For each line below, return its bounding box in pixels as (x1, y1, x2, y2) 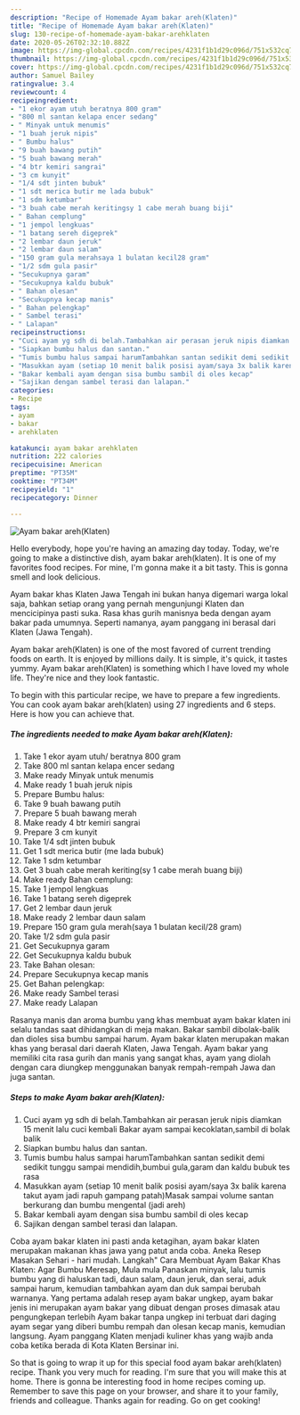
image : (10, 46, 35, 55)
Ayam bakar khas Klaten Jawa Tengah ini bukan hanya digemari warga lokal (10, 588, 288, 599)
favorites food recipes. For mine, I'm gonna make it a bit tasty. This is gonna (10, 562, 288, 572)
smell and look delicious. (10, 572, 101, 582)
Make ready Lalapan (22, 998, 99, 1008)
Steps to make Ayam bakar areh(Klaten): (10, 1092, 166, 1103)
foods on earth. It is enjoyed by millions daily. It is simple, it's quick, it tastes (10, 653, 288, 664)
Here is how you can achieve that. (10, 708, 135, 719)
